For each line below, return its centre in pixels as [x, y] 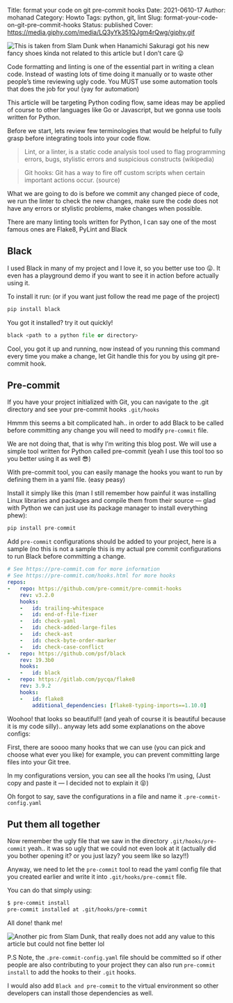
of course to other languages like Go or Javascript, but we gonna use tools [114, 110]
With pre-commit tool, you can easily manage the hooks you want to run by [115, 472]
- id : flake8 [42, 699]
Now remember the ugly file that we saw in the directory [88, 841]
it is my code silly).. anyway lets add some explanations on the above [106, 726]
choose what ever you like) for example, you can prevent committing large [114, 754]
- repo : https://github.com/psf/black [67, 654]
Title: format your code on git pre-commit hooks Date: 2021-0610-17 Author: [116, 10]
